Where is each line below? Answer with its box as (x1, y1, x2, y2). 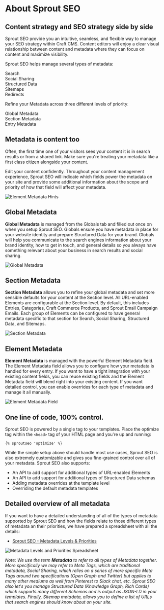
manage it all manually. (5, 389, 52, 395)
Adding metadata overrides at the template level (12, 480, 109, 486)
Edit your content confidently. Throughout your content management (5, 168, 144, 174)
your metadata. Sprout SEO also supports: (5, 460, 90, 466)
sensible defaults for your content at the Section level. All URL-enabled (5, 294, 148, 301)
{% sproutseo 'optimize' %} (5, 441, 63, 446)
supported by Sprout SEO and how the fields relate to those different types (5, 518, 157, 524)
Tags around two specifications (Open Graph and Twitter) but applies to (5, 573, 152, 578)
